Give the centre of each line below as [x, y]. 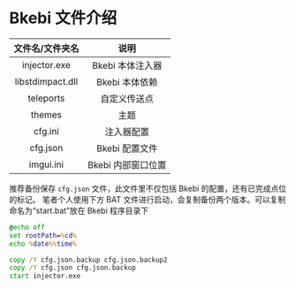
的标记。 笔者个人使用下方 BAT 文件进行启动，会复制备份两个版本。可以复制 [147, 199]
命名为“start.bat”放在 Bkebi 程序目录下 [79, 210]
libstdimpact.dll [46, 81]
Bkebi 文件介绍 [63, 18]
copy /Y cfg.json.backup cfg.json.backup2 [88, 260]
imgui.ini [46, 164]
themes [46, 114]
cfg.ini [47, 131]
